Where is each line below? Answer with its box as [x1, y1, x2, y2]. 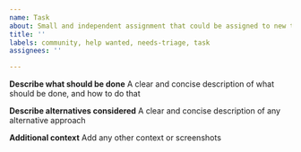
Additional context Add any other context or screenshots [9, 132, 222, 143]
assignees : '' [9, 46, 63, 55]
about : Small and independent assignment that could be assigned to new [9, 21, 287, 30]
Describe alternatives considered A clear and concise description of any [9, 106, 280, 116]
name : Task [9, 13, 50, 22]
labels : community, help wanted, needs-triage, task [9, 38, 211, 47]
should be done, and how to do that [9, 89, 141, 99]
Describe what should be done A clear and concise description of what [9, 79, 275, 89]
